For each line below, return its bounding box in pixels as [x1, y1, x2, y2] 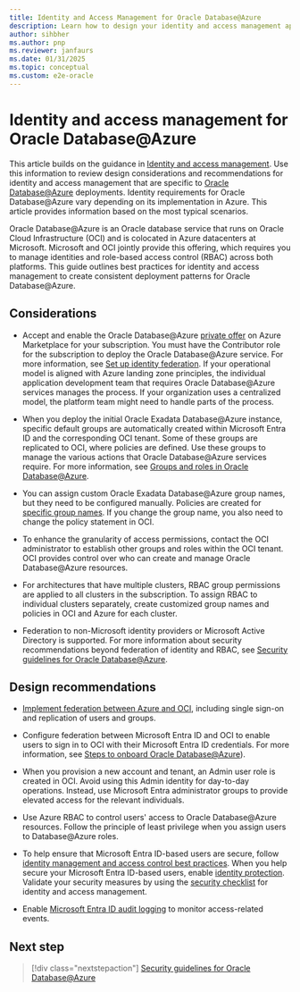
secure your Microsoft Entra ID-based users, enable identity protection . [21, 868, 286, 879]
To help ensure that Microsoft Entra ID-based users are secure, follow [21, 848, 279, 859]
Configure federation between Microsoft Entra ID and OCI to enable [21, 730, 271, 741]
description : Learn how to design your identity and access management [9, 21, 281, 30]
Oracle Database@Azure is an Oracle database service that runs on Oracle [9, 223, 284, 233]
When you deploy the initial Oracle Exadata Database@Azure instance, [21, 413, 283, 425]
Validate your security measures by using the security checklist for [21, 877, 269, 887]
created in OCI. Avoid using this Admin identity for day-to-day [21, 776, 250, 786]
